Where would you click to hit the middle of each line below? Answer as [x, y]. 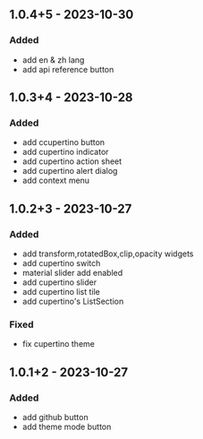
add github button [55, 417]
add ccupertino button [63, 142]
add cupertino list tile [61, 292]
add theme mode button [67, 427]
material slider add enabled [72, 273]
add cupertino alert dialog [70, 171]
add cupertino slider [59, 282]
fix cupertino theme [59, 344]
